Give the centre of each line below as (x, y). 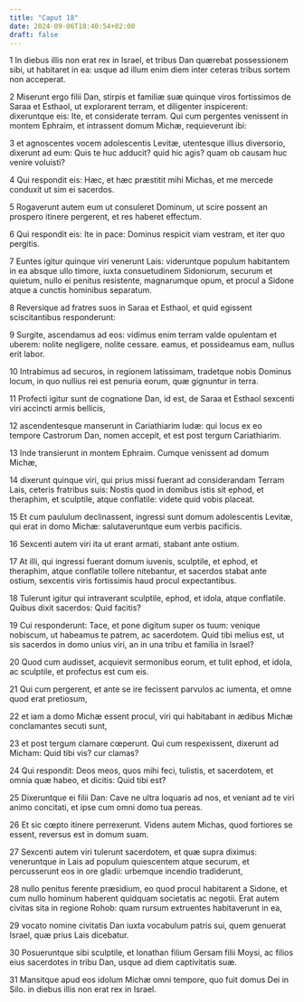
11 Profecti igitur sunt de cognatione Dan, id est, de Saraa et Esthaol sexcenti (152, 399)
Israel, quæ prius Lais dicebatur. (69, 935)
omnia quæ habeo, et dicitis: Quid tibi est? (88, 780)
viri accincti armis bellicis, (57, 409)
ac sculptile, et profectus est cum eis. (79, 672)
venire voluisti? (38, 163)
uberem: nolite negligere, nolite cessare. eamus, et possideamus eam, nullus (152, 345)
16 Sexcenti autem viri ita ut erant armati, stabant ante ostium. (124, 544)
